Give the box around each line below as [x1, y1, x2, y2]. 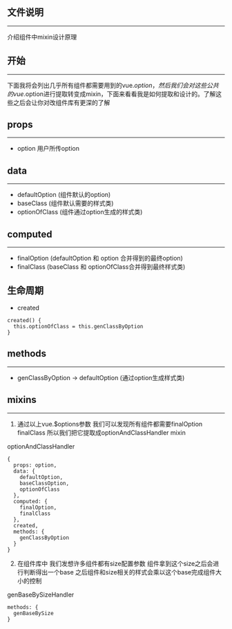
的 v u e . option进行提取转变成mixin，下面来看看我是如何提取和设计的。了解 [7, 89, 216, 98]
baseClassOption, [19, 480, 70, 487]
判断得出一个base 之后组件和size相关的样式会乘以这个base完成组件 [23, 567, 216, 576]
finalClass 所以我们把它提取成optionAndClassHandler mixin [17, 428, 186, 437]
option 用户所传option [17, 144, 79, 153]
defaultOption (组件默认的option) [17, 191, 111, 199]
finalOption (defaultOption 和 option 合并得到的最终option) [17, 254, 183, 263]
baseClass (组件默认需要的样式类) [17, 199, 114, 207]
